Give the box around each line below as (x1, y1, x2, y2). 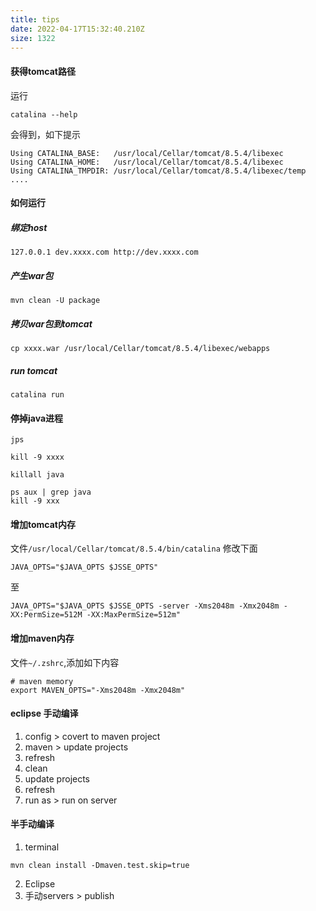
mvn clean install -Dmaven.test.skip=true (10, 861, 190, 871)
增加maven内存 (10, 632, 75, 645)
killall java (10, 470, 65, 480)
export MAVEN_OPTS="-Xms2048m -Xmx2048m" (10, 685, 186, 695)
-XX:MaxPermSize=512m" (86, 610, 182, 620)
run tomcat (10, 364, 58, 376)
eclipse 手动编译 (10, 707, 79, 720)
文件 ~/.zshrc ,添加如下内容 (10, 656, 120, 668)
